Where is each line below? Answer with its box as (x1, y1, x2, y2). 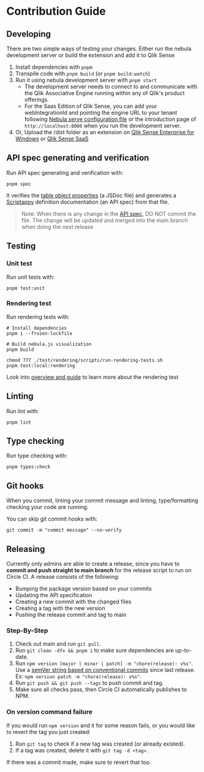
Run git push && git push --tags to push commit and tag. (15, 679, 164, 687)
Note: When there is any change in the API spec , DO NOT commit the (21, 210, 196, 217)
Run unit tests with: (6, 273, 55, 280)
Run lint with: (6, 407, 39, 415)
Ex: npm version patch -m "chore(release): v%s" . (15, 673, 142, 680)
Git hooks (6, 480, 44, 491)
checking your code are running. (6, 503, 89, 511)
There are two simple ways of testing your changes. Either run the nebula (6, 45, 192, 52)
